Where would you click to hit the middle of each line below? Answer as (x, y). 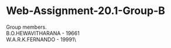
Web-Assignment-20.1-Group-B (86, 11)
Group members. (26, 27)
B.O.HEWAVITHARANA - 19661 (43, 33)
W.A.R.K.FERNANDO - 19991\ (41, 39)
